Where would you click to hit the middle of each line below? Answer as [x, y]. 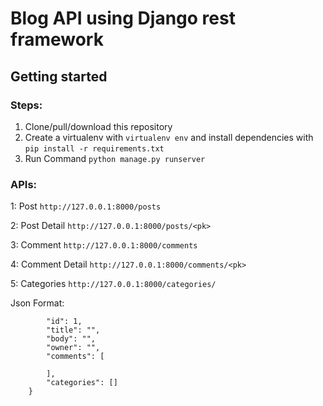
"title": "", [73, 330]
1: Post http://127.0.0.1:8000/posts [86, 206]
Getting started [59, 76]
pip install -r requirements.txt [94, 148]
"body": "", [71, 339]
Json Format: [37, 303]
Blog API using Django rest [123, 18]
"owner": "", [73, 348]
